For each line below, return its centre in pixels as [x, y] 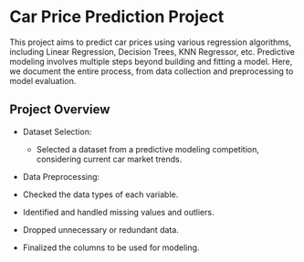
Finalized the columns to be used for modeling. [111, 247]
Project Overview [60, 110]
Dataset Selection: [57, 131]
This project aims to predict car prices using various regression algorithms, [151, 42]
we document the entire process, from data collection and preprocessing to [152, 71]
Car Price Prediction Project [117, 17]
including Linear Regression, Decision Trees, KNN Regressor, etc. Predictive [152, 51]
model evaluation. [43, 80]
